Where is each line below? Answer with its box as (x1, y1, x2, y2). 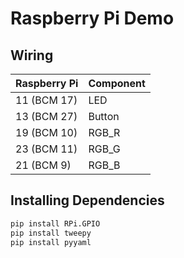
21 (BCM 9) (15, 158, 72, 172)
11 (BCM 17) (15, 93, 78, 107)
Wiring (10, 47, 54, 64)
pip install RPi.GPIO (10, 218, 101, 229)
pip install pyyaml (10, 237, 92, 247)
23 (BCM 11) (15, 142, 78, 156)
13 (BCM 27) (15, 110, 78, 123)
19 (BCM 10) (15, 126, 78, 139)
